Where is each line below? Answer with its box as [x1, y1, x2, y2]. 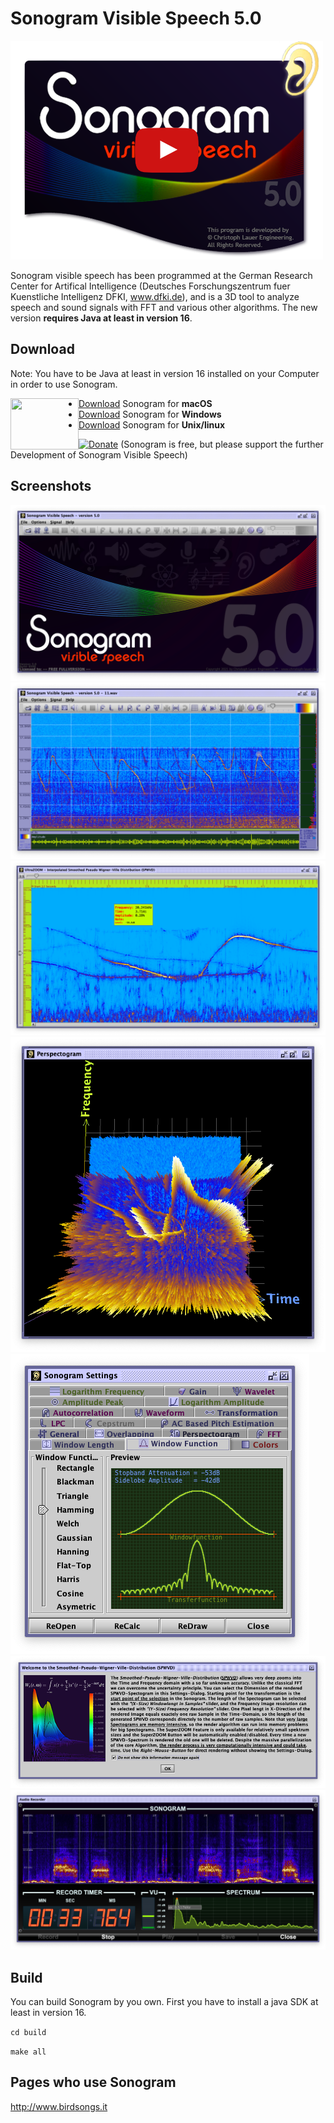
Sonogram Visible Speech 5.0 [10, 7, 262, 30]
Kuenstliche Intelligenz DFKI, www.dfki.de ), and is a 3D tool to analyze [10, 290, 300, 302]
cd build [10, 2028, 47, 2038]
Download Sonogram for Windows [78, 408, 222, 420]
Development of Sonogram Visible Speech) [10, 448, 188, 461]
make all [10, 2047, 47, 2057]
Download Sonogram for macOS [78, 397, 213, 409]
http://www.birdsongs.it [10, 2100, 108, 2112]
